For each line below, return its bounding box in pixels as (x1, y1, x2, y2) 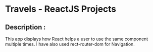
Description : (5, 23, 46, 31)
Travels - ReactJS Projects (5, 3, 116, 15)
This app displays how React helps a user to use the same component (5, 36, 149, 42)
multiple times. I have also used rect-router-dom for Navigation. (5, 41, 135, 47)
